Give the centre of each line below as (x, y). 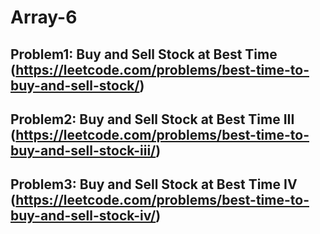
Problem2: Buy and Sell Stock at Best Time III (152, 119)
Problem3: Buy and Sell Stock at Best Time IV (154, 184)
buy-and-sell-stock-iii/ (83, 150)
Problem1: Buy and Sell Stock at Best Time (144, 54)
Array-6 (44, 17)
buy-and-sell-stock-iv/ (83, 216)
